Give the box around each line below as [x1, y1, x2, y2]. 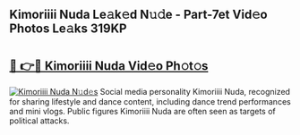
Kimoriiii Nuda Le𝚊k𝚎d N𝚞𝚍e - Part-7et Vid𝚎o [9, 7, 268, 22]
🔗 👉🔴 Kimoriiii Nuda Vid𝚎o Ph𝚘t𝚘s [9, 58, 209, 73]
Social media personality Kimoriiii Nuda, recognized [99, 87, 291, 97]
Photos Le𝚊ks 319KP [9, 21, 127, 37]
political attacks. [9, 115, 70, 126]
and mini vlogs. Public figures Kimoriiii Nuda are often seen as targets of [9, 106, 276, 116]
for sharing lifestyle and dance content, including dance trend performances [9, 97, 291, 106]
